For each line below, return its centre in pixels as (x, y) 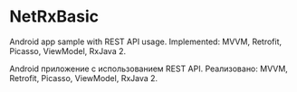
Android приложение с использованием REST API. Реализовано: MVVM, (148, 69)
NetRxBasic (54, 17)
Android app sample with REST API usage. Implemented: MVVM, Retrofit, (146, 41)
